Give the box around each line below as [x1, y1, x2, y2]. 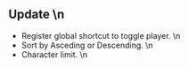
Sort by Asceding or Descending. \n [21, 40, 153, 50]
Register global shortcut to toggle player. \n [21, 30, 181, 41]
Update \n [8, 7, 65, 22]
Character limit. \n [21, 48, 88, 60]
